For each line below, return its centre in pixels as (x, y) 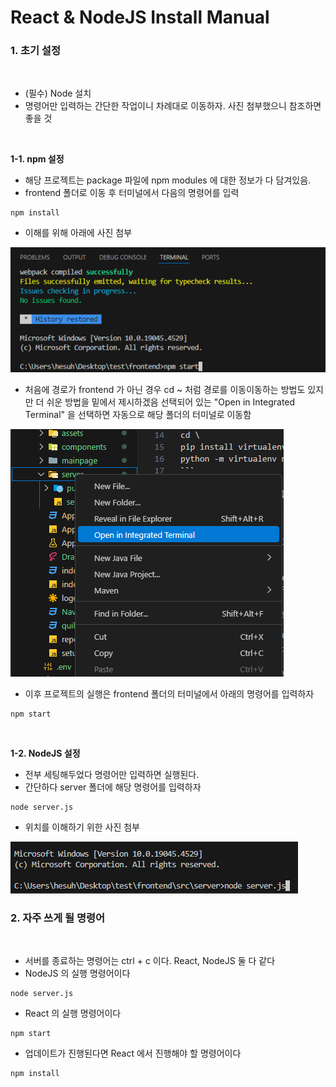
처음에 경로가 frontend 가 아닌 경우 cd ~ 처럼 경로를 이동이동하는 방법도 (165, 390)
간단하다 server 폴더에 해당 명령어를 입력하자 (113, 787)
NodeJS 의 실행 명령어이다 (77, 973)
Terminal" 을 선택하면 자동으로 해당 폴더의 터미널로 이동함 (138, 415)
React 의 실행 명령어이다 (73, 1013)
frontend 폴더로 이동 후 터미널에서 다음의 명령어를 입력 (132, 193)
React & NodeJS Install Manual (140, 17)
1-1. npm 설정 (37, 159)
